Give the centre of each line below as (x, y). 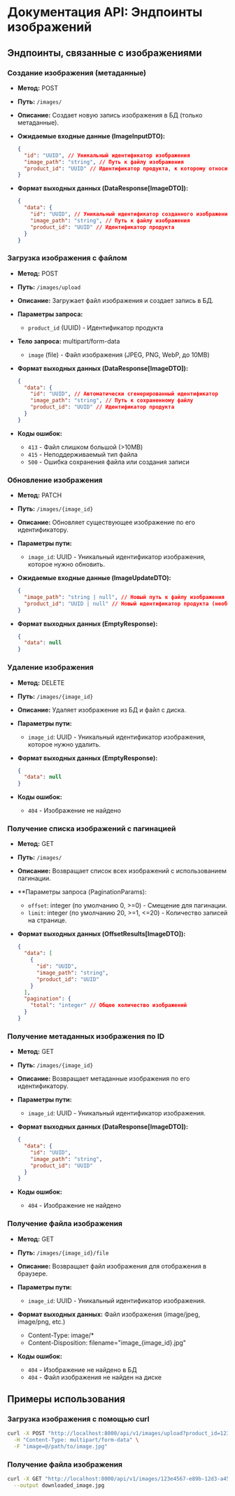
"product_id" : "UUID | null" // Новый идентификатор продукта (116, 604)
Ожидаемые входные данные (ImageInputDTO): (91, 136)
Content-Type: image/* (61, 1335)
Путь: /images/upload (49, 287)
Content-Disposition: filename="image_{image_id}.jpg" (107, 1342)
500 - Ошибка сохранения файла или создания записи (109, 462)
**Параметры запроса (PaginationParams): (82, 892)
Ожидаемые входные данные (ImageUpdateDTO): (94, 578)
